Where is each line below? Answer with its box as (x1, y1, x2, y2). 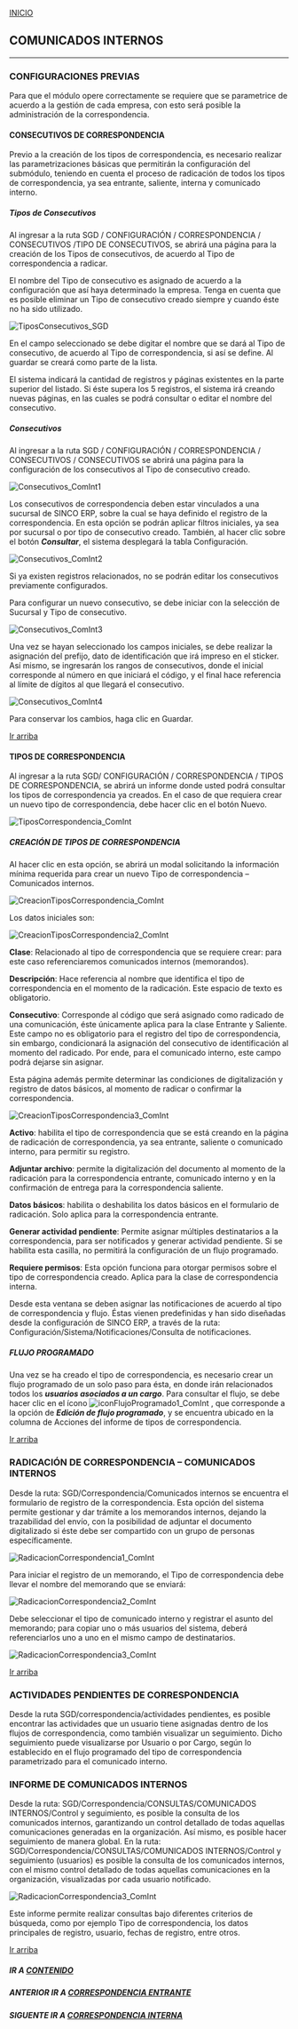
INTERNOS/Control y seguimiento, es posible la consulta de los (9, 1808, 240, 1818)
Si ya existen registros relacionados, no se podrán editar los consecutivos (9, 571, 279, 581)
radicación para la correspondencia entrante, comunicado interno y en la (9, 1173, 277, 1184)
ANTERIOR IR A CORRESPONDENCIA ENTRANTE (9, 1987, 192, 1998)
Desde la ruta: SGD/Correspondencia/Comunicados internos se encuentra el (9, 1488, 289, 1498)
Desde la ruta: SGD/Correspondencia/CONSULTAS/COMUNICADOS (9, 1799, 257, 1809)
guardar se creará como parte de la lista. (9, 357, 158, 368)
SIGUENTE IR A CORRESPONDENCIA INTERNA (9, 2009, 184, 2020)
